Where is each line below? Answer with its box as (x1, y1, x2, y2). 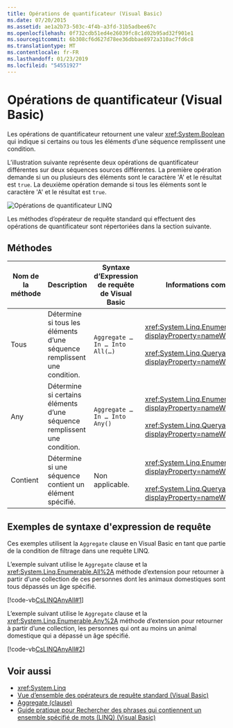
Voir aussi (7, 665, 51, 677)
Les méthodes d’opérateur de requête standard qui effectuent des (7, 214, 196, 223)
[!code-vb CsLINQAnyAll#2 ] (7, 645, 85, 654)
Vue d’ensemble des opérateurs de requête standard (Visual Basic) (17, 691, 209, 699)
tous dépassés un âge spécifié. (7, 583, 97, 591)
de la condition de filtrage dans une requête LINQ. (7, 547, 150, 555)
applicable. (93, 480, 130, 489)
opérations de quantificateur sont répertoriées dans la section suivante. (7, 222, 212, 230)
